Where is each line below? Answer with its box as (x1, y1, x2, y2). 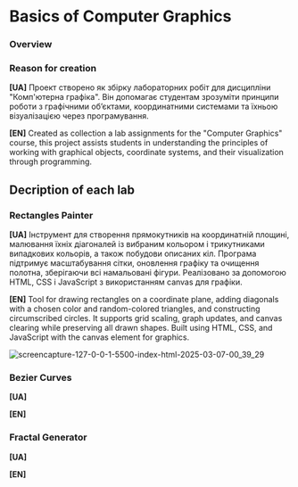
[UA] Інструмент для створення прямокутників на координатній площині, (9, 229, 290, 240)
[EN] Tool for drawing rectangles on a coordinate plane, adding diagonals (9, 294, 279, 305)
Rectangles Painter (9, 209, 94, 221)
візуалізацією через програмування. (9, 111, 149, 121)
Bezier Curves (9, 372, 72, 384)
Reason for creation (9, 62, 96, 75)
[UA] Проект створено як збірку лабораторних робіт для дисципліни (9, 82, 271, 93)
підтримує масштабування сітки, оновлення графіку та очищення (9, 258, 260, 268)
